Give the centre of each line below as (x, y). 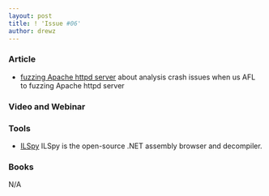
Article (22, 59)
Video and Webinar (47, 106)
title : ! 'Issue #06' (45, 23)
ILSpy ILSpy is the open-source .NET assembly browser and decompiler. (141, 146)
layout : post (30, 16)
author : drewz (32, 31)
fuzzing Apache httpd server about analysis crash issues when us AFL (138, 77)
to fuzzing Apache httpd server (72, 85)
